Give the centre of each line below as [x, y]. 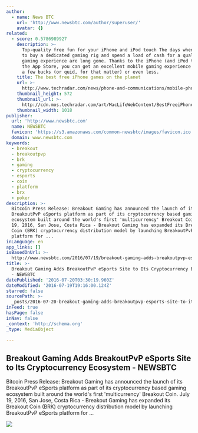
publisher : [19, 115]
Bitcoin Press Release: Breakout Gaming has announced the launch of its [94, 382]
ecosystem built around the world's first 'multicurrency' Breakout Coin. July [98, 394]
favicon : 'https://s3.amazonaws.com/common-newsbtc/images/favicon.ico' [103, 132]
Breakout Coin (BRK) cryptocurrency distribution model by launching [89, 406]
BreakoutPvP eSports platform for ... [50, 413]
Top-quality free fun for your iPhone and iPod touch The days [101, 50]
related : [17, 34]
